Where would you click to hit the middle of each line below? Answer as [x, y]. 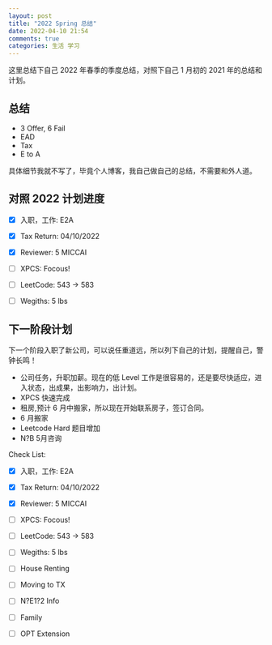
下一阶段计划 [40, 329]
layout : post [30, 16]
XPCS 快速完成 [45, 397]
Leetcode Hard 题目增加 [60, 428]
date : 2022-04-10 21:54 [49, 31]
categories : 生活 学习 [44, 46]
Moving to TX [42, 585]
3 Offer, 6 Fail [43, 128]
